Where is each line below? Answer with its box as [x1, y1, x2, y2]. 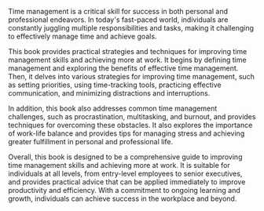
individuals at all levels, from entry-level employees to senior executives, [8, 169, 243, 178]
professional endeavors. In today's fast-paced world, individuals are [8, 15, 229, 24]
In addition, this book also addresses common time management [8, 104, 218, 113]
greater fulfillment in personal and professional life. [8, 137, 174, 146]
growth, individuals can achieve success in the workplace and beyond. [8, 194, 237, 203]
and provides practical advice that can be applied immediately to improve [8, 177, 246, 187]
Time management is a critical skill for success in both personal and [8, 7, 229, 16]
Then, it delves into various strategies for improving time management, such [8, 72, 255, 81]
